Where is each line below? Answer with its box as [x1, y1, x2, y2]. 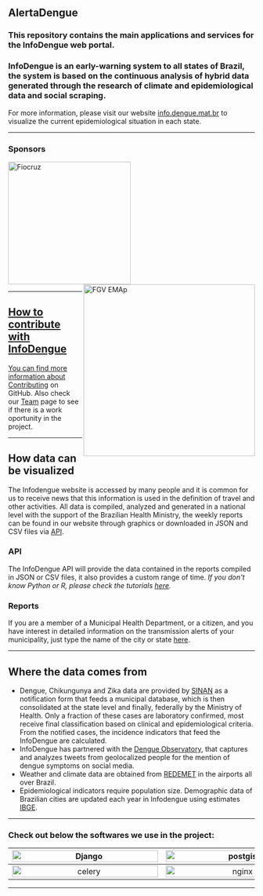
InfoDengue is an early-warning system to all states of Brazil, [8, 60, 245, 71]
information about [8, 371, 66, 381]
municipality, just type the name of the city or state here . [8, 635, 190, 645]
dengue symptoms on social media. [19, 761, 135, 770]
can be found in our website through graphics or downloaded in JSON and [8, 518, 249, 528]
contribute [8, 318, 61, 331]
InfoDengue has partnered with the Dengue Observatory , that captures [19, 744, 248, 753]
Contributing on [8, 380, 59, 389]
